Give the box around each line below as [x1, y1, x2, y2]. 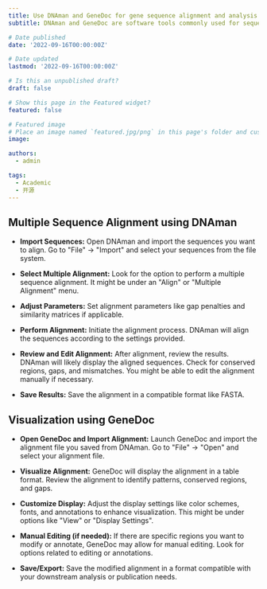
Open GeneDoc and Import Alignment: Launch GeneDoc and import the [19, 435, 257, 444]
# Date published [8, 33, 66, 41]
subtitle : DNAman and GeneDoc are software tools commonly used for [8, 19, 240, 27]
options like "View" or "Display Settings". [19, 516, 154, 525]
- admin [15, 157, 41, 166]
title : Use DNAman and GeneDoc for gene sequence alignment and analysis [8, 11, 258, 20]
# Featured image [8, 120, 66, 128]
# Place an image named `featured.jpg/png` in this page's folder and [8, 128, 247, 136]
